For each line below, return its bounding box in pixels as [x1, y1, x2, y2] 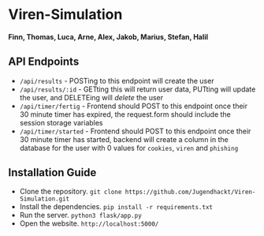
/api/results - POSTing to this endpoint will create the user [19, 76, 214, 85]
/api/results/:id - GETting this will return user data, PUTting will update [19, 84, 256, 94]
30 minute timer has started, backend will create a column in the [19, 134, 229, 144]
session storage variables [19, 118, 104, 127]
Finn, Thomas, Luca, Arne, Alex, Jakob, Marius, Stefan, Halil [8, 32, 209, 41]
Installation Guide [8, 166, 97, 179]
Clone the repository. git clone [19, 187, 122, 197]
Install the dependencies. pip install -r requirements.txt [19, 202, 213, 212]
